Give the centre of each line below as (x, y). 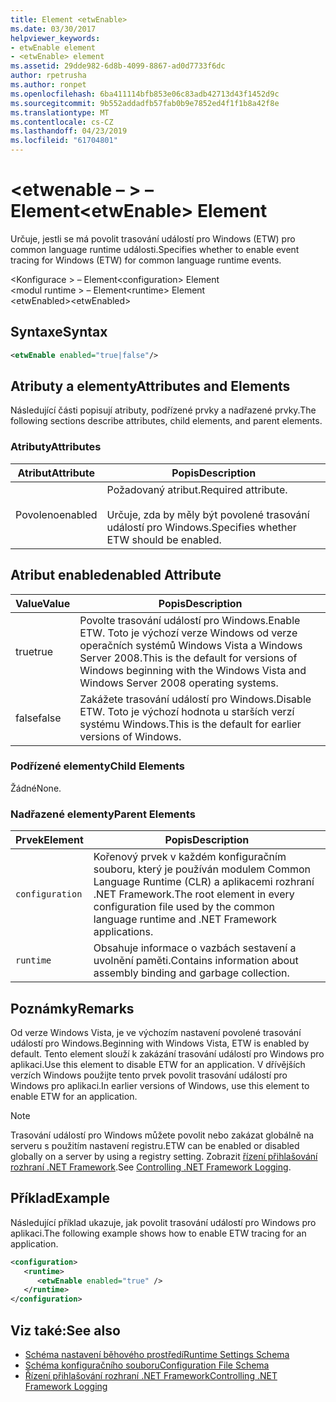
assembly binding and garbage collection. (191, 973)
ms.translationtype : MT (60, 112)
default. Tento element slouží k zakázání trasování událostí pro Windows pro (167, 1053)
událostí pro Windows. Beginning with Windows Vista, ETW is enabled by (160, 1043)
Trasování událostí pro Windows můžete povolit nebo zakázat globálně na (162, 1135)
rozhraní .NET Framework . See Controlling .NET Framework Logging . (151, 1167)
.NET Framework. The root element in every (194, 894)
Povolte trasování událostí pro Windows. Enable (190, 620)
